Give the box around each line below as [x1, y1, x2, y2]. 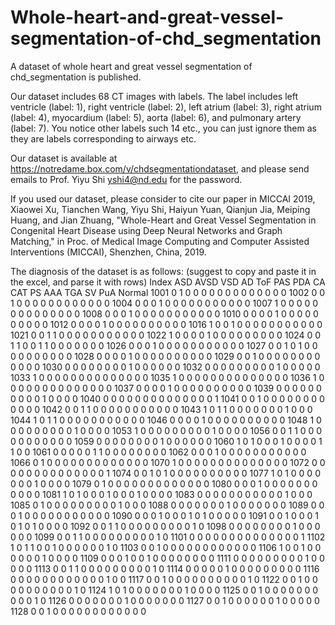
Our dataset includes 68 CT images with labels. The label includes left [10, 90, 299, 102]
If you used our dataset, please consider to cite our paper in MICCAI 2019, [10, 192, 316, 205]
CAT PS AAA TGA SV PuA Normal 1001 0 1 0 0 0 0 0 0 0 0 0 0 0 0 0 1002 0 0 [10, 286, 326, 298]
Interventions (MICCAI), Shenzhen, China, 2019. [10, 246, 207, 258]
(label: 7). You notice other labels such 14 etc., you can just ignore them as [10, 122, 317, 134]
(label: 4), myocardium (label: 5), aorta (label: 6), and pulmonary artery [10, 111, 302, 123]
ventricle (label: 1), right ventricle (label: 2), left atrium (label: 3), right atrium [10, 101, 322, 113]
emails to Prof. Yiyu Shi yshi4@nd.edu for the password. [10, 173, 243, 185]
